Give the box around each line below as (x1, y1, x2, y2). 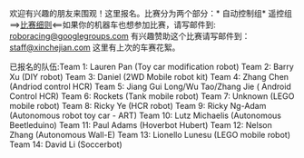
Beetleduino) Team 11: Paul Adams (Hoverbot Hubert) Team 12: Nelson (9, 120, 272, 130)
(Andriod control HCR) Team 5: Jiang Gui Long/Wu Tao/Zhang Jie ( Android (9, 81, 292, 92)
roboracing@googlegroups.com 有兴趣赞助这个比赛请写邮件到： (9, 31, 250, 41)
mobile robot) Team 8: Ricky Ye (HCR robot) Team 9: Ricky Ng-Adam (9, 101, 267, 111)
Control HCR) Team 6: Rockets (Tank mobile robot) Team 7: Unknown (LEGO (9, 91, 295, 102)
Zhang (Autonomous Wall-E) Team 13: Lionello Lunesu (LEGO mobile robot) (9, 130, 290, 140)
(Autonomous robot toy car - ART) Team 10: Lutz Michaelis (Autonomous (9, 110, 281, 121)
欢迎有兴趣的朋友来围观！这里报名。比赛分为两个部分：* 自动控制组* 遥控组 (9, 8, 292, 18)
